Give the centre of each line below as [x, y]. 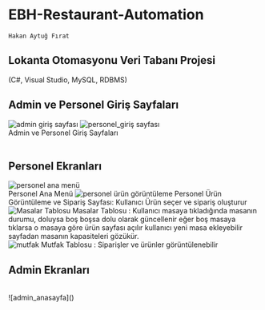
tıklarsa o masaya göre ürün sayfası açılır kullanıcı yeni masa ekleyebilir [125, 228]
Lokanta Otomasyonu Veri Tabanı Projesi [112, 60]
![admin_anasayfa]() [41, 298]
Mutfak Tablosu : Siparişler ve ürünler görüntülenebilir [130, 244]
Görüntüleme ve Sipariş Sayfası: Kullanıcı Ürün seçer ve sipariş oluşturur [128, 202]
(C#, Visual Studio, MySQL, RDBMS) [68, 79]
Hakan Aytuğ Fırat [39, 36]
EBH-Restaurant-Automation [106, 15]
